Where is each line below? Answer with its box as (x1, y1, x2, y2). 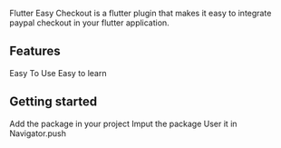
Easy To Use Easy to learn (9, 67, 107, 78)
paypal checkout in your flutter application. (9, 17, 170, 28)
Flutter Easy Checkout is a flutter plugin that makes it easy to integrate (9, 8, 272, 18)
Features (9, 44, 61, 59)
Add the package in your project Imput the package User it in (9, 118, 237, 129)
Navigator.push (9, 127, 66, 139)
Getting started (9, 94, 98, 110)
